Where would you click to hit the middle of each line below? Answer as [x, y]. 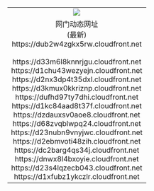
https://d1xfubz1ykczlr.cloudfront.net [77, 176]
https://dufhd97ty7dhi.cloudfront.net [77, 97]
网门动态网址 [77, 24]
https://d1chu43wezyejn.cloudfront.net [77, 70]
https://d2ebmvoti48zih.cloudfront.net [77, 141]
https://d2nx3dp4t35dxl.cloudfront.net [77, 79]
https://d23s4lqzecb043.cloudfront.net [77, 168]
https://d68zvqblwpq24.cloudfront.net [77, 123]
